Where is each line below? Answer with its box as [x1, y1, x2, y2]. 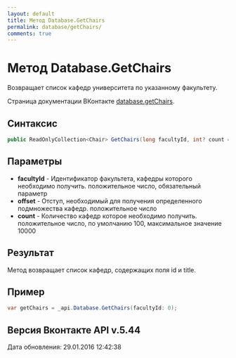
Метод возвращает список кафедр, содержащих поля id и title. [7, 265, 197, 274]
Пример [7, 286, 45, 298]
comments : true [7, 30, 52, 37]
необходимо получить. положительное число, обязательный [17, 181, 202, 190]
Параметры [7, 155, 63, 167]
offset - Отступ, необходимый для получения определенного [17, 196, 202, 205]
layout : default [7, 10, 55, 18]
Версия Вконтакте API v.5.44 [7, 324, 141, 336]
